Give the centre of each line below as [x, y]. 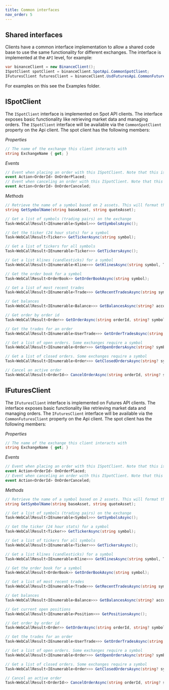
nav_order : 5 [19, 15]
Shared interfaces [34, 35]
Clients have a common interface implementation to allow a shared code [80, 47]
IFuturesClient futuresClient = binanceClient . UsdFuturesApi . [72, 76]
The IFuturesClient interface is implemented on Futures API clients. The [80, 402]
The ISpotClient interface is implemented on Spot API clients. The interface [84, 114]
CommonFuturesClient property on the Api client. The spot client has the [79, 418]
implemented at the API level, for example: [49, 58]
